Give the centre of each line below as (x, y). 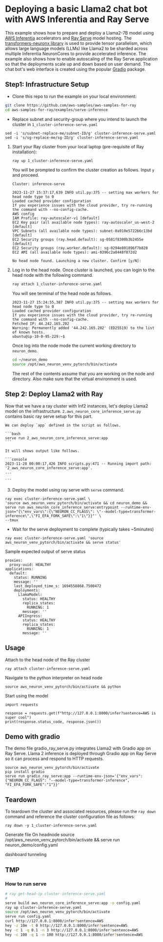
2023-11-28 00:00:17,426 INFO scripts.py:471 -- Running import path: (78, 464)
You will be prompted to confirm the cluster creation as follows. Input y (83, 170)
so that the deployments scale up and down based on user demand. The (78, 64)
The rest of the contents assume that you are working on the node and (83, 374)
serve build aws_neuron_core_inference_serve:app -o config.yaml (73, 903)
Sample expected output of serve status (45, 551)
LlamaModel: (30, 594)
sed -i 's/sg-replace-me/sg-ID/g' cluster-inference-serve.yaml (72, 138)
